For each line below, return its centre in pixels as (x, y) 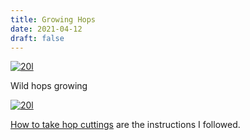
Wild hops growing (49, 86)
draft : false (37, 38)
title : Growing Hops (53, 19)
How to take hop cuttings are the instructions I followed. (125, 125)
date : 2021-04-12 (46, 29)
